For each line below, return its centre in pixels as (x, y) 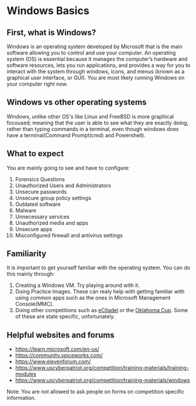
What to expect (35, 154)
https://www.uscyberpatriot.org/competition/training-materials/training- (102, 368)
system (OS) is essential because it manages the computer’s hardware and (97, 59)
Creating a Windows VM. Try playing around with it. (77, 285)
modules (26, 374)
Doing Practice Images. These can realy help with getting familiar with (100, 292)
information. (21, 398)
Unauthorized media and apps (52, 223)
